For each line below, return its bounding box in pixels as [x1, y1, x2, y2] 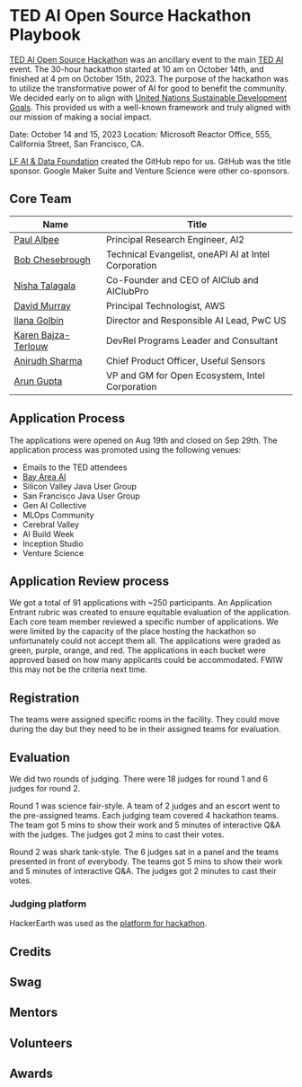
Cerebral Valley [22, 518, 79, 530]
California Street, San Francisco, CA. [9, 138, 145, 149]
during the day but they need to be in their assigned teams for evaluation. [9, 724, 281, 735]
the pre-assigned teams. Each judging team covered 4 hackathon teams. [9, 810, 280, 820]
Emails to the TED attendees [22, 462, 128, 473]
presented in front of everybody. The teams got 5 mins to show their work [9, 856, 283, 867]
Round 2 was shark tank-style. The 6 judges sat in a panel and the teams [9, 846, 280, 857]
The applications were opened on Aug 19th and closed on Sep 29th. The [9, 435, 278, 446]
